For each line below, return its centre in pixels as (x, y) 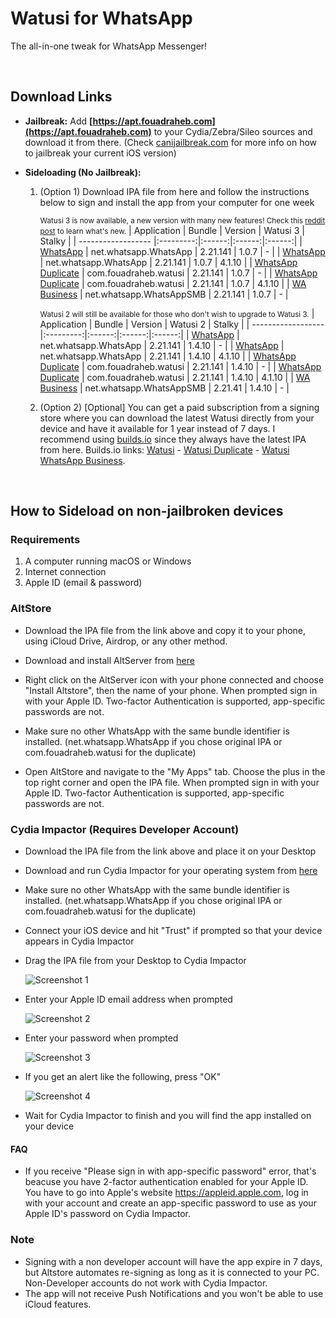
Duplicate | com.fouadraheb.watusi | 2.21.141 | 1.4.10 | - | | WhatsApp (180, 366)
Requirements (45, 540)
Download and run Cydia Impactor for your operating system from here (171, 871)
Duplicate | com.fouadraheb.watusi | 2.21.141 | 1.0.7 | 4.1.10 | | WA (173, 283)
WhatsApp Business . (82, 460)
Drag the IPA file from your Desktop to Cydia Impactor (135, 961)
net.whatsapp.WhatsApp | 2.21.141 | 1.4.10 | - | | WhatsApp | (162, 345)
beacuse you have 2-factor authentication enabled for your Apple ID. (166, 1182)
